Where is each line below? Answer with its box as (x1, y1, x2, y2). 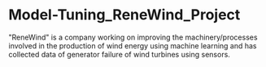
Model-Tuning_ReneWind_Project (8, 6, 241, 24)
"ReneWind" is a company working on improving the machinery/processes (8, 32, 258, 42)
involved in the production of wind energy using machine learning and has (8, 40, 258, 50)
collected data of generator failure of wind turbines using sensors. (8, 49, 230, 59)
